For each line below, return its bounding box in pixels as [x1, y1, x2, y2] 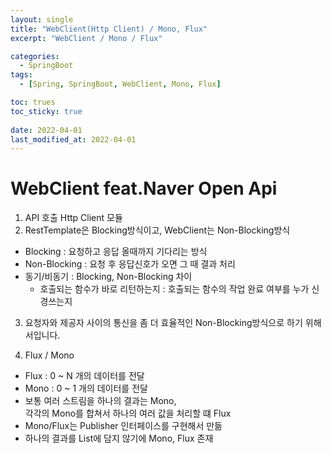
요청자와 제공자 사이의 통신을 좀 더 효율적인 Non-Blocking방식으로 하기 [24, 317, 303, 329]
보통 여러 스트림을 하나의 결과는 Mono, [24, 395, 177, 407]
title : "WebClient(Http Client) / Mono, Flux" [10, 24, 208, 34]
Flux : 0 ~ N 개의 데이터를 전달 [24, 370, 145, 382]
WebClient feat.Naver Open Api [10, 177, 278, 200]
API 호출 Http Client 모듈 [24, 212, 123, 224]
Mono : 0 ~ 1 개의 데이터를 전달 [24, 382, 148, 395]
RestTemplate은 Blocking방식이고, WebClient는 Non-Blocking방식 [24, 224, 291, 236]
